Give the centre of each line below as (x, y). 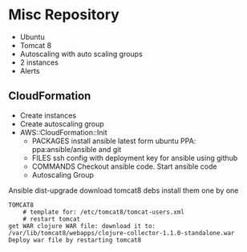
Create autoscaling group (62, 124)
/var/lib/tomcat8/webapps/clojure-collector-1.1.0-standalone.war (121, 233)
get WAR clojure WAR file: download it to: (82, 226)
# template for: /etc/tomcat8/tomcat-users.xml (103, 212)
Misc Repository (64, 15)
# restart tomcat (52, 219)
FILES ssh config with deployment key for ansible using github (135, 158)
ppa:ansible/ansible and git (77, 149)
